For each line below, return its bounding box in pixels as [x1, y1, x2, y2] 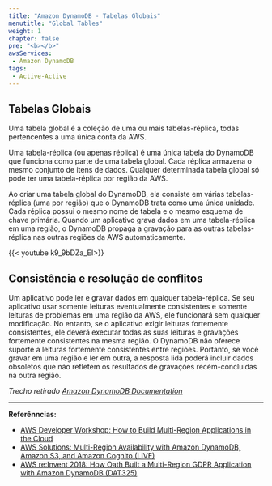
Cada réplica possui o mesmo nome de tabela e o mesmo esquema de [8, 207, 244, 216]
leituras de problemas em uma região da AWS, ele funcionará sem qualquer [8, 310, 261, 320]
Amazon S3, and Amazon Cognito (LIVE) [19, 451, 155, 461]
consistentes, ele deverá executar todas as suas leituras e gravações [8, 327, 239, 337]
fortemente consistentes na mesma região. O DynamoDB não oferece [8, 336, 240, 346]
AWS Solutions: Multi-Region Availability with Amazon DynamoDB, [19, 442, 241, 452]
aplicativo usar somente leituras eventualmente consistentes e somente [8, 301, 248, 312]
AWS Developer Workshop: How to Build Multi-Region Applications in [19, 425, 252, 435]
